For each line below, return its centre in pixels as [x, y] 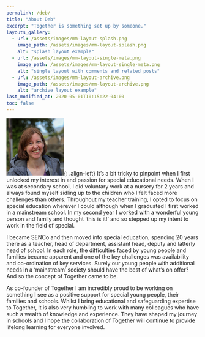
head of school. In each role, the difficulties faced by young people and [96, 250]
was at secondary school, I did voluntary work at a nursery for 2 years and [100, 186]
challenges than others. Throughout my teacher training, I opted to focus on [102, 199]
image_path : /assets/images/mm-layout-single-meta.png [89, 64]
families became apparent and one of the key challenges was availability [98, 256]
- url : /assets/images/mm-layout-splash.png [69, 39]
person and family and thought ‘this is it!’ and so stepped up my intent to [98, 219]
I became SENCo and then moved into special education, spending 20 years [102, 237]
